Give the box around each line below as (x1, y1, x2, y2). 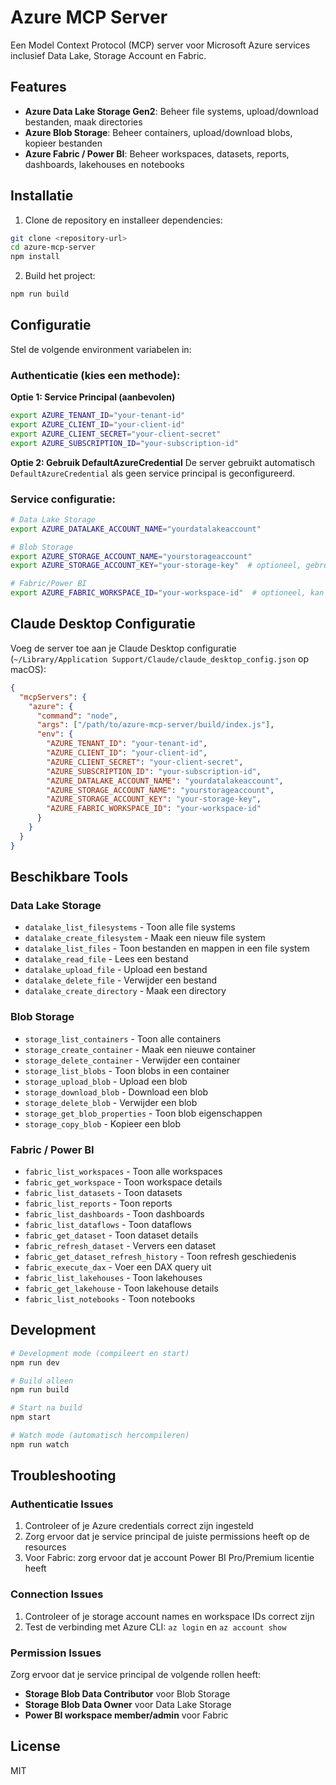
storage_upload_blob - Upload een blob (24, 1075, 188, 1087)
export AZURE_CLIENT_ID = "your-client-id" (10, 420, 186, 430)
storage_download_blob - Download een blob (24, 1086, 209, 1098)
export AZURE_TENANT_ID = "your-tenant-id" (10, 411, 186, 421)
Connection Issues (10, 1587, 104, 1601)
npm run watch (10, 1439, 70, 1450)
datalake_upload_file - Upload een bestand (24, 964, 208, 976)
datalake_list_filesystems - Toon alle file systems (24, 921, 236, 933)
